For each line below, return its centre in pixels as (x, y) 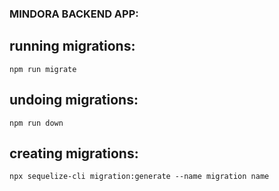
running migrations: (72, 46)
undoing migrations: (74, 100)
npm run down (36, 123)
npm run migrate (43, 69)
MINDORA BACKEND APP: (74, 14)
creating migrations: (74, 153)
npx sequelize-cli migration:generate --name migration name (139, 177)
